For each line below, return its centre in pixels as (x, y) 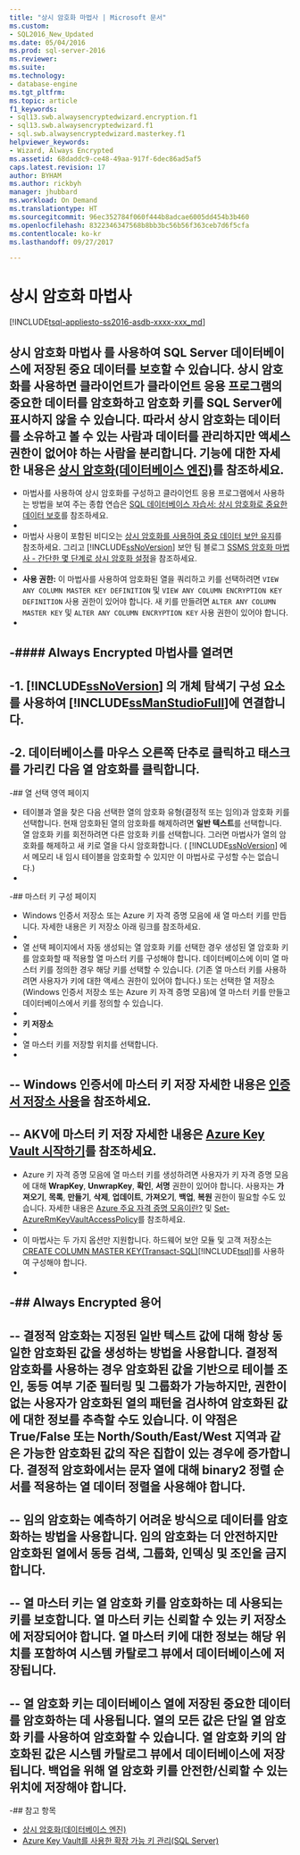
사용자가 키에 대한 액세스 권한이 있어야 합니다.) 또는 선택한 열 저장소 (157, 981)
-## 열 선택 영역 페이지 (49, 793)
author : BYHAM (36, 175)
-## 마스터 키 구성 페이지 (53, 896)
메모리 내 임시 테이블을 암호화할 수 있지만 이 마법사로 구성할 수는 (144, 856)
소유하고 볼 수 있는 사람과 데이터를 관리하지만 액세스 (157, 436)
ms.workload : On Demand (54, 201)
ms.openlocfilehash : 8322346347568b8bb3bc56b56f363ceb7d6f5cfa (129, 225)
